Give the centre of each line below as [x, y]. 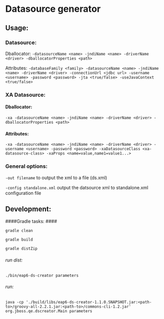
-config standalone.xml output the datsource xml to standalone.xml [77, 187]
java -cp [15, 302]
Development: [28, 209]
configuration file [23, 193]
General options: [26, 166]
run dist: [14, 260]
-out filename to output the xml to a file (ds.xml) [56, 177]
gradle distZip [21, 249]
